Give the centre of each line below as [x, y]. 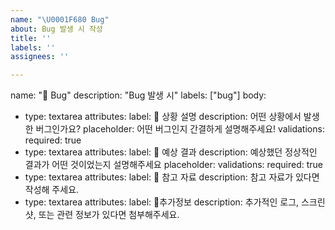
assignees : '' [40, 57]
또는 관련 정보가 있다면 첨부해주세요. [109, 215]
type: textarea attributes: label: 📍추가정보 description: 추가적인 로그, [162, 202]
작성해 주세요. [52, 190]
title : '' [31, 38]
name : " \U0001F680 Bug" [60, 19]
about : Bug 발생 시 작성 [56, 29]
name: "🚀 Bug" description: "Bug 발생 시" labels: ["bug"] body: [138, 95]
